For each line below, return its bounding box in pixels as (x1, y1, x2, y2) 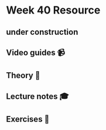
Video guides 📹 (6, 48, 66, 58)
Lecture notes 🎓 (6, 91, 69, 101)
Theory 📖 (6, 71, 40, 81)
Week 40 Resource (6, 4, 101, 17)
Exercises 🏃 (6, 114, 50, 124)
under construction (6, 27, 78, 37)
